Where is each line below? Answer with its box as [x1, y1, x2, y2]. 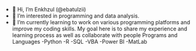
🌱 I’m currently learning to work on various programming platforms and [12, 19, 191, 25]
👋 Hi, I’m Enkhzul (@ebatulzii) [12, 6, 86, 13]
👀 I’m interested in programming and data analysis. [12, 12, 140, 19]
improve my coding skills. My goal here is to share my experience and [12, 25, 187, 32]
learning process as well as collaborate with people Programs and [12, 32, 178, 39]
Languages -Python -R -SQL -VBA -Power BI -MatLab [12, 38, 147, 45]
